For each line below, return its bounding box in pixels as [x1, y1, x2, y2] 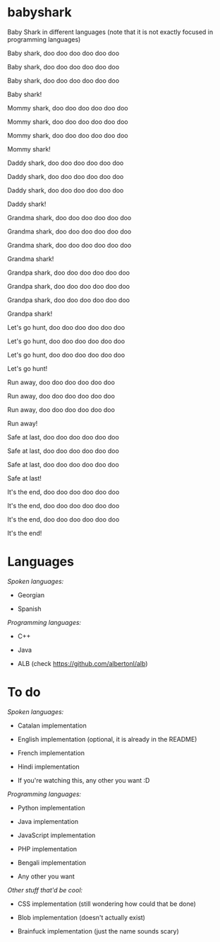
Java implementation [17, 817, 79, 825]
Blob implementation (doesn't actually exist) [17, 913, 146, 921]
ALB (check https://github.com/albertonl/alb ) [17, 659, 148, 667]
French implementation [17, 748, 85, 757]
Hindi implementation [17, 762, 80, 771]
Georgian [17, 590, 44, 599]
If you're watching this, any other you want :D [17, 776, 150, 784]
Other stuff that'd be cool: [7, 885, 83, 894]
